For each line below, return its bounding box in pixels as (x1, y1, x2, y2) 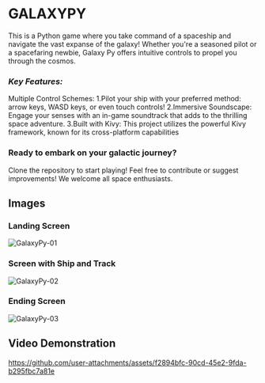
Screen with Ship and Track (8, 258, 116, 269)
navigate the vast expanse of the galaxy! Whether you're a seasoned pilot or (8, 39, 257, 48)
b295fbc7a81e (8, 366, 55, 376)
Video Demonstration (8, 337, 116, 351)
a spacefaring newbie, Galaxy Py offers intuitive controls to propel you (8, 47, 237, 57)
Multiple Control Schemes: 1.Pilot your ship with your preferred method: (8, 94, 241, 104)
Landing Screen (8, 220, 70, 231)
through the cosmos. (8, 56, 77, 66)
